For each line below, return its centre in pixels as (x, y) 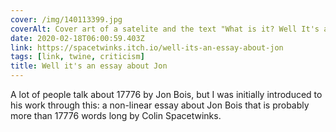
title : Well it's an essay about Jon (89, 66)
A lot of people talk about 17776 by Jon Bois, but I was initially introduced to (166, 94)
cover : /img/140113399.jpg (66, 19)
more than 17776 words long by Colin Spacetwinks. (116, 115)
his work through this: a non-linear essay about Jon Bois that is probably (160, 105)
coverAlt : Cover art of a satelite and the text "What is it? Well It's (165, 29)
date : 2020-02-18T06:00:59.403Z (77, 38)
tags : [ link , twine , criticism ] (77, 57)
